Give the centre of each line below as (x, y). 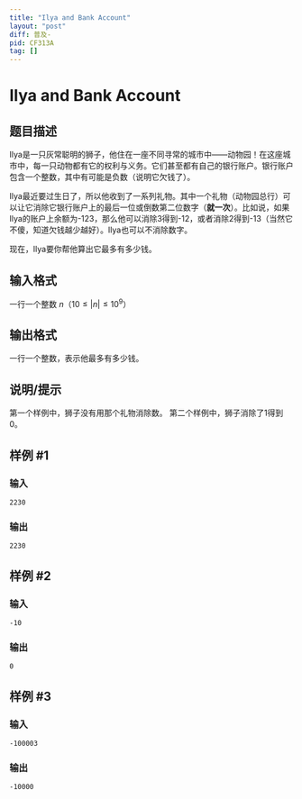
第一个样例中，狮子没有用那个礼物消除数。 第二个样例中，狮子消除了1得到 (146, 413)
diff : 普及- (30, 34)
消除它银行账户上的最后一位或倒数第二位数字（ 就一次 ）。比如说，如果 (161, 207)
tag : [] (24, 51)
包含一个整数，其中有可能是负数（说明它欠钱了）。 (102, 177)
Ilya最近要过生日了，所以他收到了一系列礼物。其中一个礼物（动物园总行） (146, 196)
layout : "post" (38, 26)
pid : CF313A (32, 43)
